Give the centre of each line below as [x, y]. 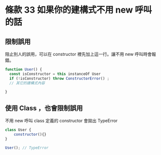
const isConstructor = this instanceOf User [55, 74]
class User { [18, 130]
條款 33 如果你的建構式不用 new [69, 10]
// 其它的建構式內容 [27, 83]
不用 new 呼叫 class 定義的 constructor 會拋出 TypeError [61, 121]
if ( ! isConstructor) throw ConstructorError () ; [59, 78]
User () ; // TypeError [27, 148]
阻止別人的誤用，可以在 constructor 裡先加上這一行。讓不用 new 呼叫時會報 [80, 54]
